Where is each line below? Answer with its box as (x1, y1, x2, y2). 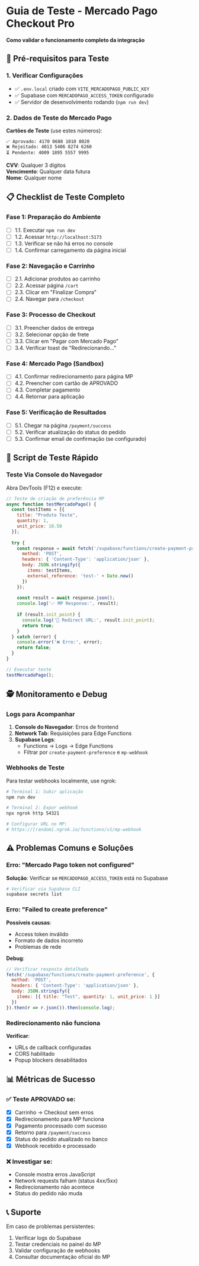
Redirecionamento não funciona (6, 1019, 101, 1027)
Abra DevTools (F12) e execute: (6, 484, 83, 491)
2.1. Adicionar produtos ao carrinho (14, 275, 101, 283)
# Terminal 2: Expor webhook (6, 805, 78, 811)
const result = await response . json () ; (17, 595, 115, 601)
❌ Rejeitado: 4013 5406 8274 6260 (6, 144, 92, 150)
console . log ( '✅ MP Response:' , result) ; (17, 601, 119, 607)
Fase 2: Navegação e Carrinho (6, 261, 95, 270)
